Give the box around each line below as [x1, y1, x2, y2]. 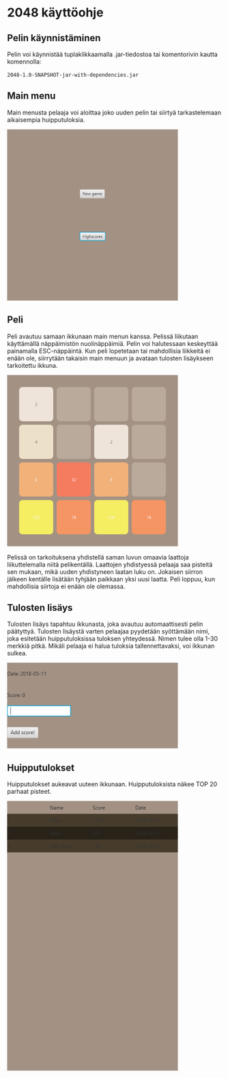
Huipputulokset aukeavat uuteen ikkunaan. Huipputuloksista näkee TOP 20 [7, 780, 218, 788]
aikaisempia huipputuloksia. [7, 115, 85, 124]
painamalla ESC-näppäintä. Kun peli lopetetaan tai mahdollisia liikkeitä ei [7, 347, 210, 355]
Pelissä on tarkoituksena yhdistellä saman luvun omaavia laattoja [7, 553, 189, 561]
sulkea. [7, 649, 27, 657]
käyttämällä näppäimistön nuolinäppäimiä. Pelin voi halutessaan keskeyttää [7, 339, 218, 347]
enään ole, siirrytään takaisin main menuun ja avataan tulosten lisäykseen [7, 354, 214, 362]
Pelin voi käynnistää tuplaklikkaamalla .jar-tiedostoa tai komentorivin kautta [7, 50, 218, 58]
